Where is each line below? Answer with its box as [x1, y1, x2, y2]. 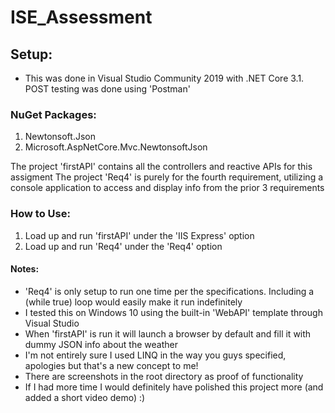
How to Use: [10, 207, 71, 221]
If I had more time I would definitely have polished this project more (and [24, 381, 324, 393]
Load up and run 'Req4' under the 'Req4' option [24, 240, 223, 252]
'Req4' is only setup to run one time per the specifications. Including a [24, 285, 315, 297]
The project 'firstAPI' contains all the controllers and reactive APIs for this [10, 161, 313, 173]
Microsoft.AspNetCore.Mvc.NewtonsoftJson [24, 141, 208, 153]
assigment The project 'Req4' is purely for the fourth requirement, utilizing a [10, 171, 324, 183]
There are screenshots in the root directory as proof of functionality [24, 370, 304, 382]
